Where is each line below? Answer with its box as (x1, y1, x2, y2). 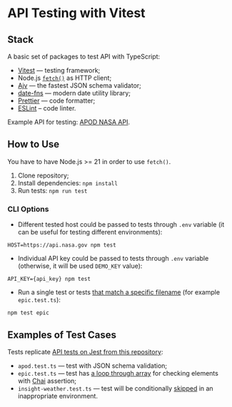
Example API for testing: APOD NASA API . (7, 118, 131, 126)
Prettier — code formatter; (17, 96, 96, 105)
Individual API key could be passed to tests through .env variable (17, 254, 209, 263)
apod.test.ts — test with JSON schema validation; (17, 361, 168, 370)
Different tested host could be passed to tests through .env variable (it (17, 220, 225, 229)
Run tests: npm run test (17, 186, 88, 195)
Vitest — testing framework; (17, 66, 101, 74)
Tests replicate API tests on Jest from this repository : (7, 347, 163, 356)
